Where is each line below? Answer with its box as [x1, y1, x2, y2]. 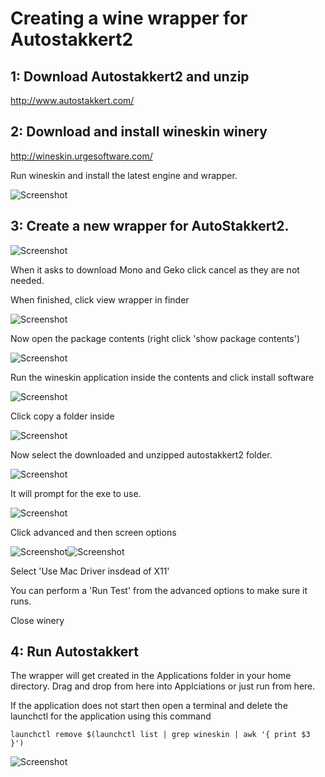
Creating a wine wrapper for [10, 7, 248, 30]
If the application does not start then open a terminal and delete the [10, 700, 288, 712]
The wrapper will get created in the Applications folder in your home [10, 670, 292, 682]
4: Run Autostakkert [10, 643, 140, 661]
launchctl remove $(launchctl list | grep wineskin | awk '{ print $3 [10, 730, 311, 740]
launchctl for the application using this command [10, 710, 212, 722]
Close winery [10, 614, 65, 626]
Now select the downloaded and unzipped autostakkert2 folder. [10, 448, 273, 461]
